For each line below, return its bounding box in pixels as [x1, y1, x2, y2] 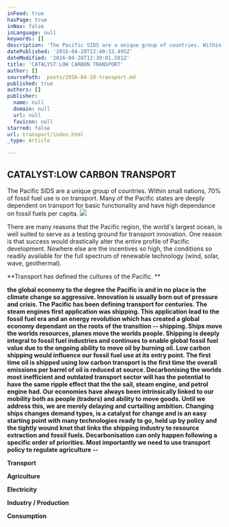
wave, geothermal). [7, 259, 62, 267]
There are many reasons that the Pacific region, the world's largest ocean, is [7, 222, 222, 231]
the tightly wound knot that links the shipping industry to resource [7, 424, 200, 432]
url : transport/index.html [7, 131, 84, 138]
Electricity [7, 485, 38, 493]
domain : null [13, 105, 51, 112]
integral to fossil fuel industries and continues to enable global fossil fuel [7, 336, 219, 344]
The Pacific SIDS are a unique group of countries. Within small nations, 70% [7, 186, 221, 195]
